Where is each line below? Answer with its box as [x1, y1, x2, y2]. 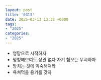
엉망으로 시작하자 [12, 50, 47, 56]
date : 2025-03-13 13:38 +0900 [5, 17, 69, 22]
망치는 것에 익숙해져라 [12, 63, 56, 69]
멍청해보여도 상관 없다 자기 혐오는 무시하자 [12, 56, 96, 62]
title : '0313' [5, 12, 35, 17]
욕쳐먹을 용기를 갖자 [12, 69, 52, 75]
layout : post [5, 7, 33, 13]
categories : [5, 31, 30, 36]
